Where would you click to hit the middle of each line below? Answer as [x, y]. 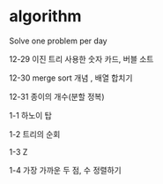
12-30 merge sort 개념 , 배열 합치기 [71, 78]
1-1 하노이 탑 [31, 115]
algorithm [45, 16]
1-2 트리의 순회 [35, 134]
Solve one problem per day [58, 41]
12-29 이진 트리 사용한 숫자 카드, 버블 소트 [81, 58]
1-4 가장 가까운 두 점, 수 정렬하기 [65, 170]
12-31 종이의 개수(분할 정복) [57, 96]
